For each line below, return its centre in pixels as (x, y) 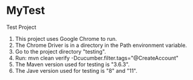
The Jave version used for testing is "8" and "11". (76, 70)
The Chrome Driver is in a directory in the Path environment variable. (101, 45)
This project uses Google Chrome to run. (66, 38)
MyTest (26, 11)
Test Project (21, 27)
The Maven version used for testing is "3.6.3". (72, 64)
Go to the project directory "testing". (60, 51)
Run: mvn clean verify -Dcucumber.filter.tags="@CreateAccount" (97, 58)
